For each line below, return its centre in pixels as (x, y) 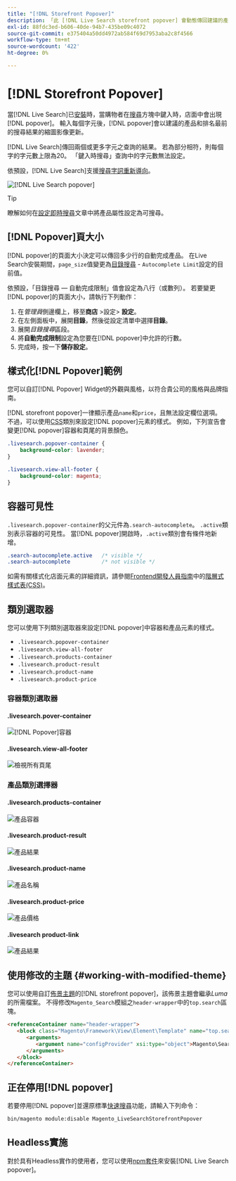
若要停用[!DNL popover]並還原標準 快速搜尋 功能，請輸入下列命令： (104, 1106)
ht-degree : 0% (28, 53)
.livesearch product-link (43, 934)
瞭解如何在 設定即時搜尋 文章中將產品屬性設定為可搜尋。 (87, 212)
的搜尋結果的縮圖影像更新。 (47, 131)
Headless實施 (38, 1143)
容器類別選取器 (33, 698)
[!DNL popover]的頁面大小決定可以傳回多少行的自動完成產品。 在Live (107, 255)
